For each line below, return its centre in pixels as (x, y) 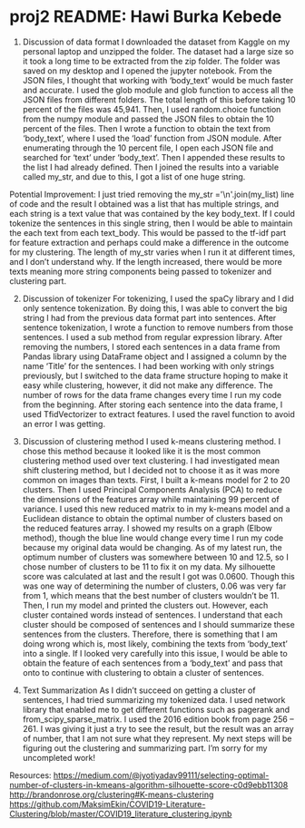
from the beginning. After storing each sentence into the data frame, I (152, 404)
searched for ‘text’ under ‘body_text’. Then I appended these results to (154, 157)
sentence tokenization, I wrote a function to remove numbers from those (157, 327)
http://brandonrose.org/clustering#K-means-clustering (112, 794)
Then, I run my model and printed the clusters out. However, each (145, 605)
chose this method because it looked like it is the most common (142, 451)
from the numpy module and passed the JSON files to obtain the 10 (148, 119)
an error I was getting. (64, 424)
